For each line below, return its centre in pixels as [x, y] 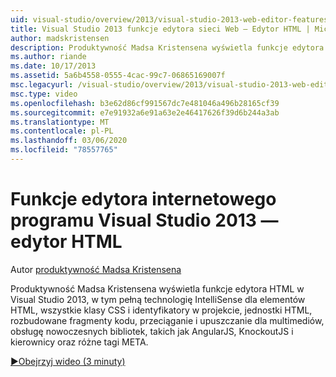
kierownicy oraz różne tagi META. [79, 342]
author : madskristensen [60, 38]
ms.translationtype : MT [60, 122]
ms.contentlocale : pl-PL [62, 131]
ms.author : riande [48, 57]
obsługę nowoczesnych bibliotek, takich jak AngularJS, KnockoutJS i [152, 331]
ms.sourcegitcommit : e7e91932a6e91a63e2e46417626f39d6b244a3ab [145, 112]
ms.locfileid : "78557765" [64, 150]
